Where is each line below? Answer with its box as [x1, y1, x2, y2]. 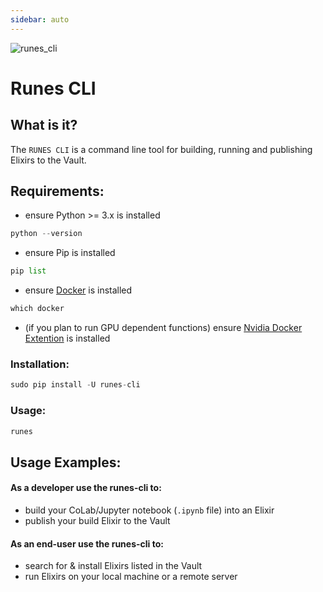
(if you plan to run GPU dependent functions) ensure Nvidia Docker [24, 322, 303, 334]
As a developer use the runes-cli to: [10, 482, 162, 494]
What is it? [10, 117, 78, 134]
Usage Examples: [10, 454, 122, 471]
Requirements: [10, 183, 105, 200]
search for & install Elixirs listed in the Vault [24, 560, 203, 572]
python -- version [10, 229, 83, 239]
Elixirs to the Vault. [10, 154, 87, 166]
